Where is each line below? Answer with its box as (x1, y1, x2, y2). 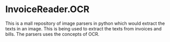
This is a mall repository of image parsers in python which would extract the (5, 20, 165, 26)
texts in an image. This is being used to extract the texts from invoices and (5, 25, 162, 31)
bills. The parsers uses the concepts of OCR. (5, 31, 100, 37)
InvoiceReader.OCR (5, 4, 90, 15)
